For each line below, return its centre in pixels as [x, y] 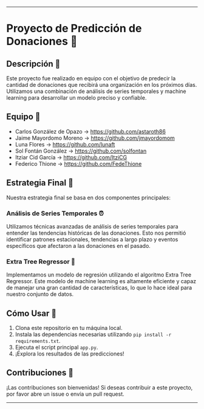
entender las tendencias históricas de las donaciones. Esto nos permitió [96, 233]
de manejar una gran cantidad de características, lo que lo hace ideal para [99, 288]
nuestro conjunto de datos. [40, 294]
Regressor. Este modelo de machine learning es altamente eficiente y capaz [101, 281]
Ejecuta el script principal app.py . [56, 348]
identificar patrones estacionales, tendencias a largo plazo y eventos [92, 239]
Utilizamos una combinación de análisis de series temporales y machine [96, 91]
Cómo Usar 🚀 [32, 313]
